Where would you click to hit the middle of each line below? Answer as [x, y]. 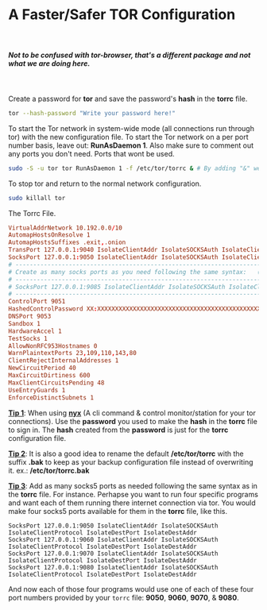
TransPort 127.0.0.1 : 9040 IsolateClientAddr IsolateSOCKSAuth [113, 250]
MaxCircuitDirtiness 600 [49, 376]
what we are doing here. [49, 63]
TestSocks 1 [28, 338]
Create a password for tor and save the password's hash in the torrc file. [128, 98]
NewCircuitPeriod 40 [43, 368]
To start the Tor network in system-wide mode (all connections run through [131, 128]
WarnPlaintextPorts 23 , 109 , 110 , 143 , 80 [72, 353]
